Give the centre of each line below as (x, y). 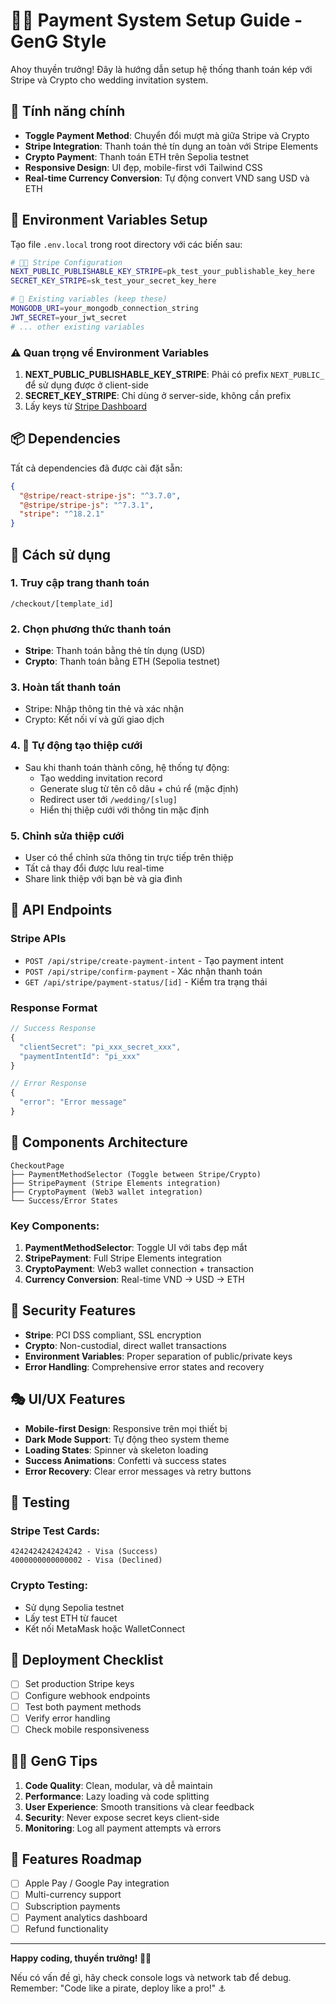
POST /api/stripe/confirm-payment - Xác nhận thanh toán (143, 971)
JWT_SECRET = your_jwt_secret (69, 317)
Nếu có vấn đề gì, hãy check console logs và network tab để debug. (151, 1977)
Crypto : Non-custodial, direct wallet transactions (125, 1345)
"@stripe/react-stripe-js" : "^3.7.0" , (100, 495)
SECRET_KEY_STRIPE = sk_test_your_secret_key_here (113, 281)
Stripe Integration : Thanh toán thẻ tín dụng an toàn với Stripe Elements (171, 146)
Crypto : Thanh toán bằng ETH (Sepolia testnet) (122, 661)
